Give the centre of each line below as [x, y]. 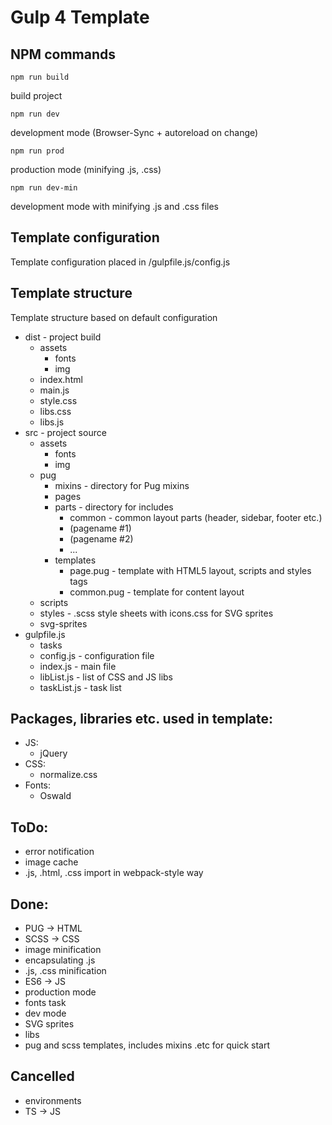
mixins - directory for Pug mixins [122, 485]
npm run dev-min [44, 188]
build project [36, 95]
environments [53, 1100]
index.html [61, 379]
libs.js [52, 422]
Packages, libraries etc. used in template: [142, 719]
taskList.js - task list [80, 687]
